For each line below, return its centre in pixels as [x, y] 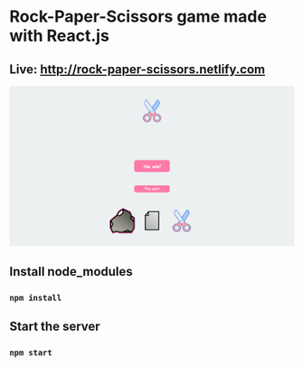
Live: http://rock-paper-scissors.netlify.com [137, 69]
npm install [36, 297]
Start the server [55, 326]
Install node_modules [71, 272]
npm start [31, 353]
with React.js [60, 36]
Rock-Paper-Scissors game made [138, 17]
